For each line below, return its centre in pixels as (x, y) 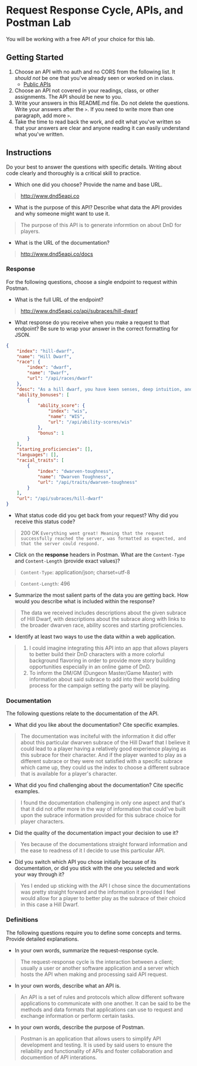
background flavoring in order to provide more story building (102, 661)
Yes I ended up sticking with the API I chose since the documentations (105, 886)
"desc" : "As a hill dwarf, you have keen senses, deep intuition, (99, 389)
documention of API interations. (59, 1057)
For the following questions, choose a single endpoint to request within (92, 282)
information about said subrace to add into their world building (105, 679)
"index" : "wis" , (68, 411)
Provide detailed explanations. (43, 939)
